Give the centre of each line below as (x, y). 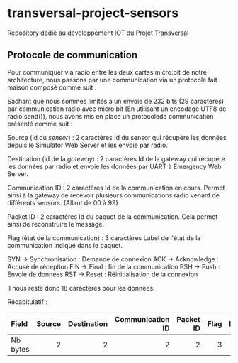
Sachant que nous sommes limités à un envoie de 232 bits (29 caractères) (116, 101)
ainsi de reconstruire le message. (56, 224)
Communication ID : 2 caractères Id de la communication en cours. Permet (116, 188)
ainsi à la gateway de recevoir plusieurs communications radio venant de (114, 195)
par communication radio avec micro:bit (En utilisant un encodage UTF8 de (117, 109)
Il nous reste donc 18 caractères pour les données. (81, 288)
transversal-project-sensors (93, 13)
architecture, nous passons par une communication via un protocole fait (112, 80)
